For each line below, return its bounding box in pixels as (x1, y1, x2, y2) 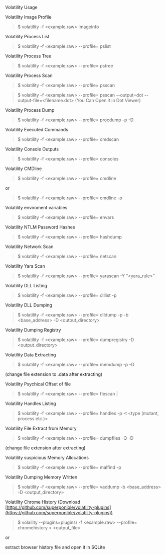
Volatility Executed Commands (5, 127, 69, 132)
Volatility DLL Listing (5, 283, 48, 288)
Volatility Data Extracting (5, 352, 56, 358)
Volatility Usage (5, 5, 38, 10)
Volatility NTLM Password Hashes (5, 224, 75, 230)
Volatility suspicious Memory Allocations (5, 455, 89, 460)
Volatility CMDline (5, 166, 42, 172)
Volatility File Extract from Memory (5, 425, 77, 431)
